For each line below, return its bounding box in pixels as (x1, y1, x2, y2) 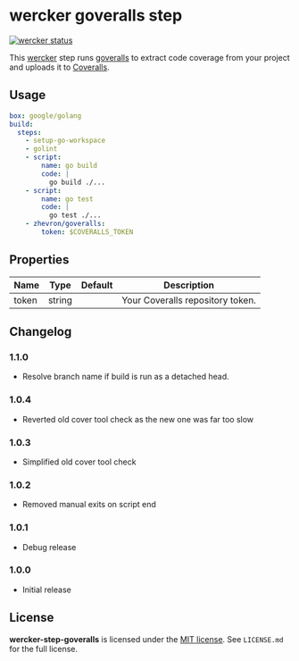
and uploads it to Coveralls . (9, 62, 110, 72)
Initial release (21, 584, 71, 595)
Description (163, 279, 215, 291)
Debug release (21, 541, 77, 552)
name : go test (41, 194, 94, 204)
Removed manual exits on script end (21, 499, 156, 510)
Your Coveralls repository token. (121, 294, 257, 306)
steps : (17, 128, 42, 137)
